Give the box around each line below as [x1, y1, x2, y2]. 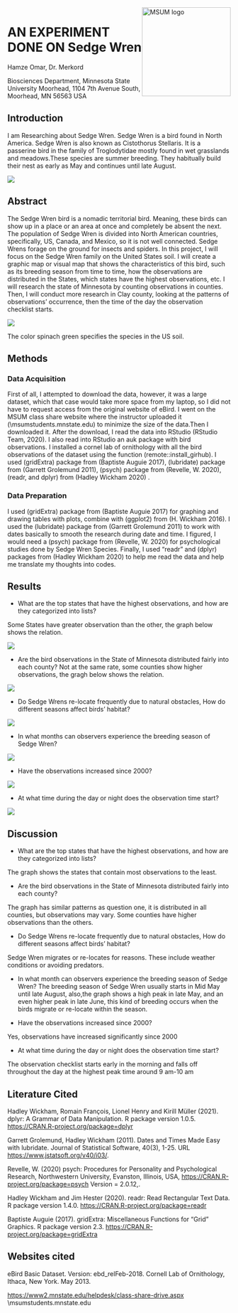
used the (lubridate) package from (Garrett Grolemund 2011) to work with [7, 522, 220, 530]
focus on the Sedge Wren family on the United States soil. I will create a [7, 252, 216, 260]
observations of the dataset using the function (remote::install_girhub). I [7, 451, 217, 459]
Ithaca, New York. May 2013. [7, 1277, 91, 1285]
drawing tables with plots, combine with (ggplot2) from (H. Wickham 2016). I [7, 515, 230, 523]
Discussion [7, 827, 58, 840]
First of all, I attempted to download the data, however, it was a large [7, 390, 208, 399]
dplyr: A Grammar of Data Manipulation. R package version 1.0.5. [7, 1114, 196, 1122]
